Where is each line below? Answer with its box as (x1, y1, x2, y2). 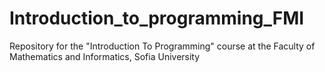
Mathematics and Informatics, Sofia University (9, 50, 201, 62)
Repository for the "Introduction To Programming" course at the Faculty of (9, 40, 316, 52)
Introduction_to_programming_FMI (9, 7, 305, 30)
